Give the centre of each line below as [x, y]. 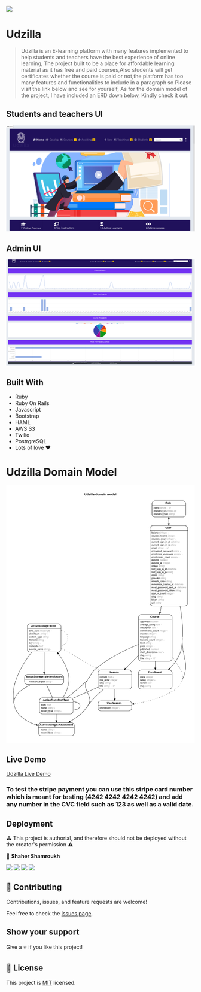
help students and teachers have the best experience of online [98, 57]
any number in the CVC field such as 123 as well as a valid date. [100, 805]
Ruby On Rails [32, 403]
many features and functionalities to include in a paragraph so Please [106, 82]
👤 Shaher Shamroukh [33, 856]
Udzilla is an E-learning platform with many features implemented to [104, 50]
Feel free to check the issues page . [49, 913]
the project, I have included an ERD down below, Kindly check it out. [105, 95]
